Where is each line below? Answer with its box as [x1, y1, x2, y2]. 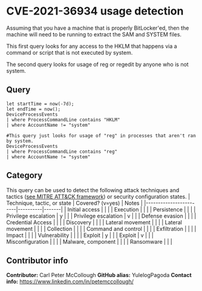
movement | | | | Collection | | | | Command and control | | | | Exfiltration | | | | [6, 225, 197, 232]
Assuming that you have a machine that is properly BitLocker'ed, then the [6, 24, 189, 32]
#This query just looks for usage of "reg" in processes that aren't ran [6, 132, 197, 139]
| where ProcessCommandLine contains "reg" [6, 149, 118, 155]
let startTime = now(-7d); [6, 101, 74, 107]
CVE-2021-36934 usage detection [6, 4, 184, 18]
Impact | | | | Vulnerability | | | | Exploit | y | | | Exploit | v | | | [6, 232, 154, 239]
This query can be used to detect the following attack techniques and [6, 186, 180, 193]
